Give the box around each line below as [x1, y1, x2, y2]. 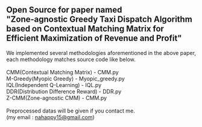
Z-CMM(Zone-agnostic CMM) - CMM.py [6, 94, 107, 102]
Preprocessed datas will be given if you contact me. [6, 107, 136, 114]
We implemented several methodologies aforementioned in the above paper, [6, 49, 196, 56]
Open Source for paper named [6, 5, 122, 15]
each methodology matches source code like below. [6, 56, 136, 63]
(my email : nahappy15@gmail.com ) [6, 113, 95, 120]
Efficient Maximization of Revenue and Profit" [6, 33, 182, 44]
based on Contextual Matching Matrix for [6, 24, 165, 34]
